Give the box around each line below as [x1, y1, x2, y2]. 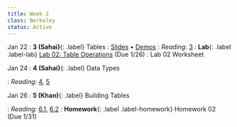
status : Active [7, 23, 53, 30]
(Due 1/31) [7, 112, 37, 121]
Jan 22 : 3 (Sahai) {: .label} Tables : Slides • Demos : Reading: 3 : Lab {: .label [7, 43, 231, 52]
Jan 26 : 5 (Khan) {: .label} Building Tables [7, 91, 130, 99]
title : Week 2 [7, 10, 50, 18]
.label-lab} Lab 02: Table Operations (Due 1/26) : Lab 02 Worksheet [7, 50, 204, 59]
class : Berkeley [7, 17, 55, 24]
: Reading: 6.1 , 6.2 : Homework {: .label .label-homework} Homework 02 [7, 105, 216, 114]
